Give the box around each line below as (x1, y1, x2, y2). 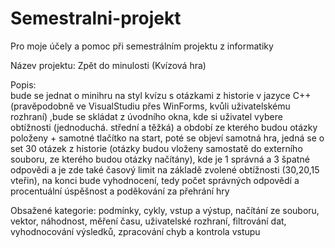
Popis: (10, 78, 37, 91)
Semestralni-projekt (10, 7, 182, 30)
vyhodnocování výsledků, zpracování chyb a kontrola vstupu (10, 225, 261, 237)
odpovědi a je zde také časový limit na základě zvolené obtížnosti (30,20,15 (10, 163, 320, 176)
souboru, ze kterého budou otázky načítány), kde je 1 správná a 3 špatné (10, 153, 310, 165)
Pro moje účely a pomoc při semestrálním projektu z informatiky (10, 40, 274, 52)
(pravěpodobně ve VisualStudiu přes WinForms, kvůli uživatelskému (10, 100, 291, 112)
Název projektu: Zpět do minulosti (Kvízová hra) (10, 59, 207, 71)
